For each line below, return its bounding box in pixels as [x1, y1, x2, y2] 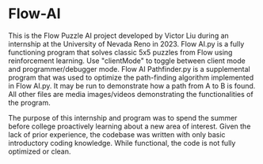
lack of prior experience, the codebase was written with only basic [8, 129, 226, 139]
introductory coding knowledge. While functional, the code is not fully [8, 138, 236, 147]
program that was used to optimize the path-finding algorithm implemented [8, 73, 254, 82]
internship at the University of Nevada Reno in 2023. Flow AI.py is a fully [8, 39, 245, 48]
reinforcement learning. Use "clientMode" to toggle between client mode [8, 56, 246, 65]
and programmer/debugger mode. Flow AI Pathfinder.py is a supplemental [8, 64, 251, 73]
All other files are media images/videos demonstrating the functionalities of [8, 89, 253, 99]
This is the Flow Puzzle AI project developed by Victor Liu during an [8, 31, 230, 40]
